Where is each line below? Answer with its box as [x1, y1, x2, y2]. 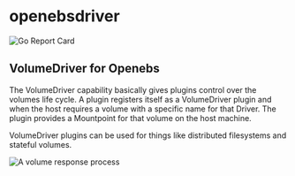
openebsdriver [9, 6, 121, 27]
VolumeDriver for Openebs [9, 61, 161, 76]
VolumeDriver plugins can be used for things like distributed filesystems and [9, 130, 287, 141]
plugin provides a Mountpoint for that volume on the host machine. [9, 112, 252, 123]
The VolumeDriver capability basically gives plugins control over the [9, 84, 257, 95]
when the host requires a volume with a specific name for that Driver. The [9, 103, 276, 114]
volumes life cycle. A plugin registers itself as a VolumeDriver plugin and [9, 94, 272, 104]
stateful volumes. [9, 139, 72, 149]
